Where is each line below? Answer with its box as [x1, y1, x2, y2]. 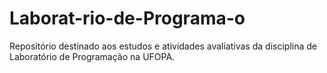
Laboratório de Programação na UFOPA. [9, 50, 176, 62]
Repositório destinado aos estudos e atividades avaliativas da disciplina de [9, 40, 317, 52]
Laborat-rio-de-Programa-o [9, 7, 246, 30]
